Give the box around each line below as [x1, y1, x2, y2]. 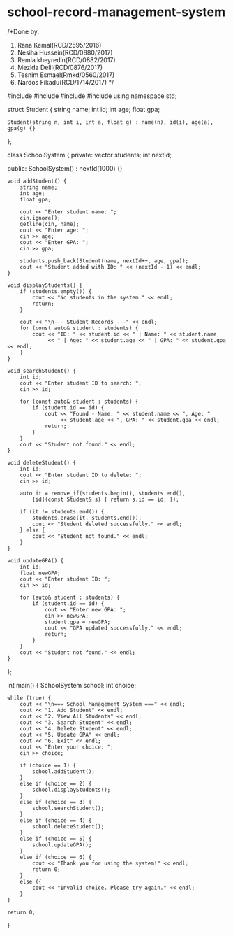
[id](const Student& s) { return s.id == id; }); [32, 496, 179, 503]
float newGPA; [20, 569, 61, 576]
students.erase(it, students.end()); [32, 514, 142, 521]
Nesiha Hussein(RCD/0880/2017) [17, 48, 113, 57]
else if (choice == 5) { [20, 835, 92, 842]
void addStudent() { [7, 178, 68, 185]
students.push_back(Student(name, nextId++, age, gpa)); [20, 257, 189, 264]
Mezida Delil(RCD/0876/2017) [17, 63, 103, 71]
